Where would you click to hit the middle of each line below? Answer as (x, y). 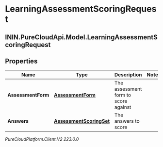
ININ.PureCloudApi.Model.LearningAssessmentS (81, 37)
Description (128, 75)
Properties (21, 61)
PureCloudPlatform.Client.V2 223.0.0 (42, 139)
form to (123, 95)
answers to (127, 121)
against (123, 107)
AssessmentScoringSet (82, 121)
